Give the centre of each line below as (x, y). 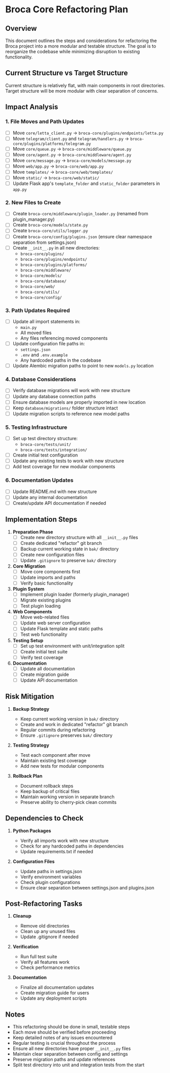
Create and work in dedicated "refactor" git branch (74, 724)
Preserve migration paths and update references (64, 1060)
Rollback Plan (27, 776)
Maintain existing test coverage (54, 760)
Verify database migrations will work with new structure (71, 390)
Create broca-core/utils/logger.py (50, 231)
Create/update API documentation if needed (59, 503)
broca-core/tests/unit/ (46, 445)
